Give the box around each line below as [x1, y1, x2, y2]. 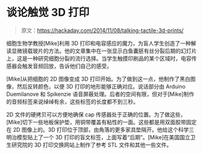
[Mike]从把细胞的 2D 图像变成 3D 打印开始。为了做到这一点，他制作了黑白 [6, 75, 190, 82]
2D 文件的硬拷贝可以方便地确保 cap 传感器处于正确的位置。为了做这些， [6, 110, 186, 118]
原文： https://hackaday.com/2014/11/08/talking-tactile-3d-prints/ [21, 27, 184, 34]
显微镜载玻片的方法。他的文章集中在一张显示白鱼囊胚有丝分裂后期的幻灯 [11, 47, 192, 55]
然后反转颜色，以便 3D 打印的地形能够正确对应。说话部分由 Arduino [16, 82, 186, 90]
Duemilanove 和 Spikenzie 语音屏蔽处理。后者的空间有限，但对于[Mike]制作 [6, 90, 195, 98]
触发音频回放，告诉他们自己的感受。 [22, 62, 112, 70]
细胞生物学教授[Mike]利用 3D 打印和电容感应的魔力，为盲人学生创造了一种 [6, 39, 192, 47]
